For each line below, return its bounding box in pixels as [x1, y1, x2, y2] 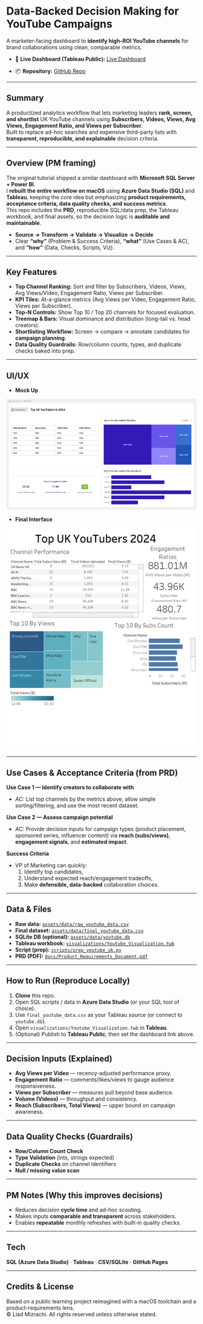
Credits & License [6, 1282, 74, 1292]
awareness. [14, 1108, 44, 1116]
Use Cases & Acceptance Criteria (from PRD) [6, 767, 178, 778]
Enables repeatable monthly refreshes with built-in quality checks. [14, 1219, 181, 1226]
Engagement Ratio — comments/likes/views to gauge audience [14, 1076, 174, 1084]
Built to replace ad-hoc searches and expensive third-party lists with [6, 128, 177, 136]
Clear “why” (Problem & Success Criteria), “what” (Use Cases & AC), [14, 237, 189, 245]
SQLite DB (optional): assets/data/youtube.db [14, 933, 130, 940]
